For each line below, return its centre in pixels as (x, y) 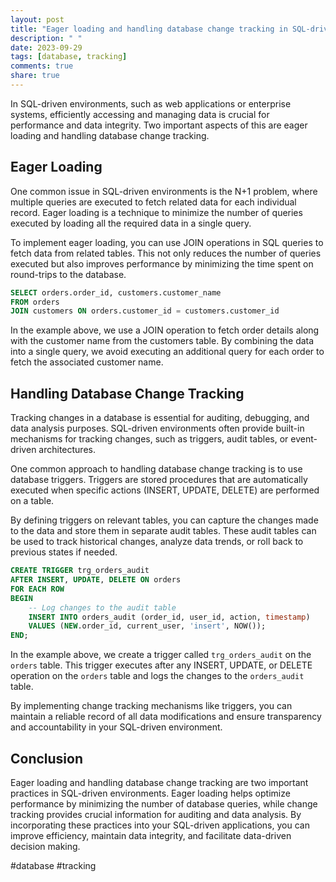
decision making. (45, 846)
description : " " (46, 38)
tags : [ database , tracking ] (69, 57)
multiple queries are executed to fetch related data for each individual (153, 202)
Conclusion (47, 758)
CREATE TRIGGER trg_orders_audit (80, 571)
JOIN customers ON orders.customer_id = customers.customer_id (145, 311)
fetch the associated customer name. (87, 362)
